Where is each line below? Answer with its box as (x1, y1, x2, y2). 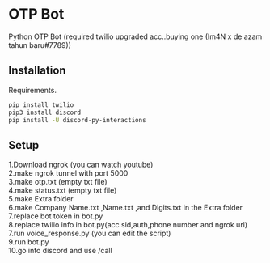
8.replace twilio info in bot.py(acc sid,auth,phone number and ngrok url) (8, 220, 248, 230)
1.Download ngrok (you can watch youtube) (8, 159, 154, 170)
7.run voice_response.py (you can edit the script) (8, 228, 171, 239)
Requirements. (8, 85, 57, 95)
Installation (8, 64, 66, 78)
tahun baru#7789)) (8, 40, 71, 49)
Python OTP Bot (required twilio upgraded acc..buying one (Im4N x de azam (8, 32, 263, 41)
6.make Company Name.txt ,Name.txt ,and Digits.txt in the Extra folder (8, 203, 243, 213)
